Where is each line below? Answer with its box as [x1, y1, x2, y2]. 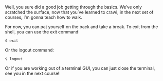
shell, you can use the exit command [5, 29, 79, 34]
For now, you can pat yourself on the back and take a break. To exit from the [5, 24, 158, 30]
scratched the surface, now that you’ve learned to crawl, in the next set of [5, 9, 154, 15]
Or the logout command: [5, 47, 54, 53]
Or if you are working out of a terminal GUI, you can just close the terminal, [5, 65, 155, 71]
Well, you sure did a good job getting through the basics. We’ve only [5, 4, 142, 10]
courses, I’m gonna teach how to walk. [5, 15, 83, 20]
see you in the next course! [5, 70, 60, 76]
